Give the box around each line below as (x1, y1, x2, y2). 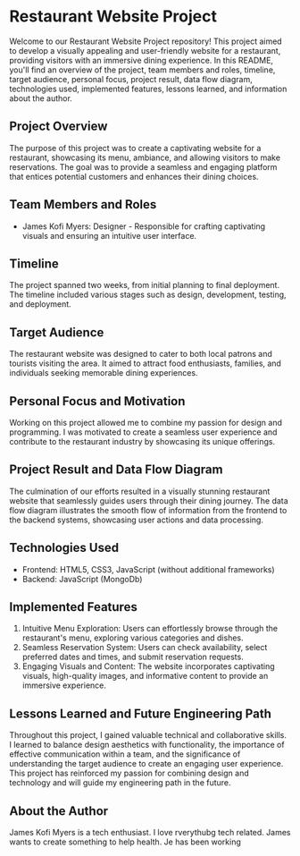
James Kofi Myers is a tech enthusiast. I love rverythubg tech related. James (9, 827, 291, 838)
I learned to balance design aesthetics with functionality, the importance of (9, 740, 285, 750)
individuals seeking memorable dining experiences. (9, 368, 198, 378)
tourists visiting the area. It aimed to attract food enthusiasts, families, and (9, 358, 281, 369)
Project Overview (9, 119, 108, 134)
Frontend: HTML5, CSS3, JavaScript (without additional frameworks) (21, 564, 275, 574)
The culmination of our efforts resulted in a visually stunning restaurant (9, 486, 271, 496)
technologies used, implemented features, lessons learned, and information (9, 83, 287, 94)
